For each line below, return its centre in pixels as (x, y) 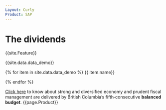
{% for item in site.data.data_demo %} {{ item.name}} (60, 72)
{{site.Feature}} (21, 53)
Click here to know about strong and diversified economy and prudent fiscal (83, 92)
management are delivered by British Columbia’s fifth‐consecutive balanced (83, 97)
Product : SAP (19, 14)
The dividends (36, 39)
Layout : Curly (20, 10)
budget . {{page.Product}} (32, 102)
